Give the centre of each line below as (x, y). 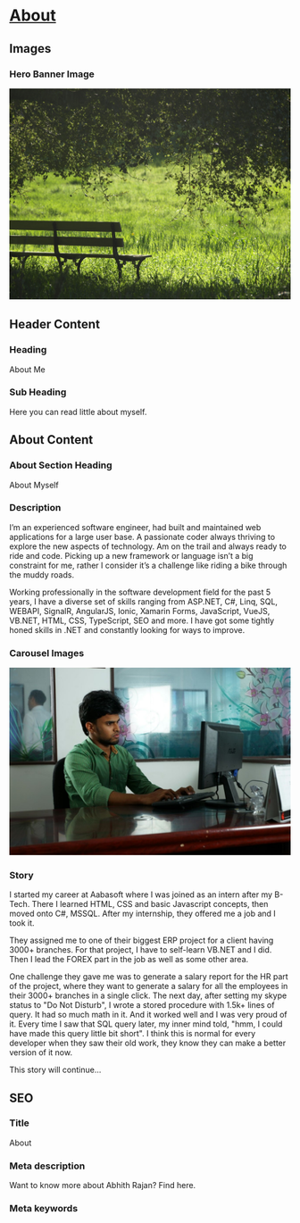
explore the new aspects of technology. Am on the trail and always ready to (148, 546)
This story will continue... (55, 1070)
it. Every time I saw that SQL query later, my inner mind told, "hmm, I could (146, 1024)
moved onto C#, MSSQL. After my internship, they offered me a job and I (143, 914)
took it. (22, 923)
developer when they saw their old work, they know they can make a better (148, 1043)
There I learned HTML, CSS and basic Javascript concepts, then (150, 904)
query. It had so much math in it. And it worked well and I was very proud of (148, 1015)
